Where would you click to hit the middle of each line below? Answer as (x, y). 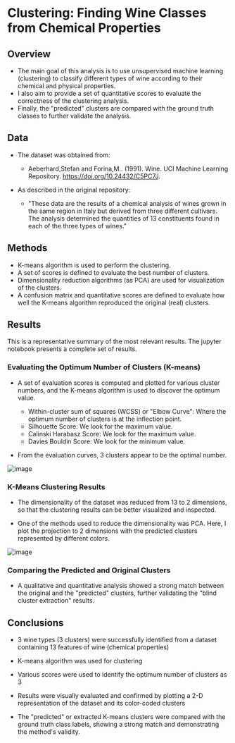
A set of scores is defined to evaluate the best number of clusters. (113, 272)
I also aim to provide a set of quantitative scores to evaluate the (109, 93)
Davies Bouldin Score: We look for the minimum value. (106, 441)
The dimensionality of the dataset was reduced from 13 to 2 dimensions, (122, 503)
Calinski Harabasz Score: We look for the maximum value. (112, 434)
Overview (29, 54)
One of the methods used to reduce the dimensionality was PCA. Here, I (122, 524)
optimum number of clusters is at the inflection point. (105, 419)
